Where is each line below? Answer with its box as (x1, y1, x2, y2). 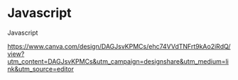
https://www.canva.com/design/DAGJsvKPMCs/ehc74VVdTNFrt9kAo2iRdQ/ (7, 42, 231, 50)
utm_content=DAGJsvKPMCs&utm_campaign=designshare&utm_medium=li (7, 57, 229, 65)
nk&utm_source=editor (7, 64, 75, 73)
